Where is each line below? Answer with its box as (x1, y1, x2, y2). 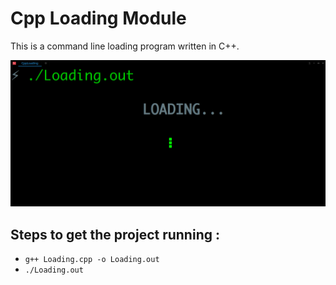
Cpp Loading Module (10, 7, 187, 30)
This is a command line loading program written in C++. (10, 40, 240, 52)
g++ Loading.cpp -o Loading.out (24, 255, 160, 265)
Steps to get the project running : (10, 226, 220, 243)
